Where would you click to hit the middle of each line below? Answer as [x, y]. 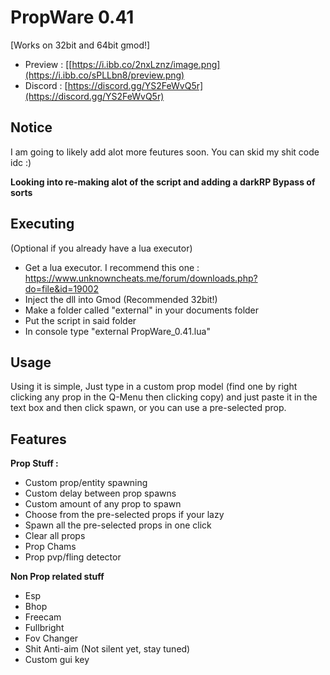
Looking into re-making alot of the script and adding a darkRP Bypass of [163, 182]
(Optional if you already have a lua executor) [101, 248]
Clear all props [55, 536]
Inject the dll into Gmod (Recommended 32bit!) [121, 299]
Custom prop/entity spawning [86, 483]
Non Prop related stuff [57, 577]
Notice [31, 127]
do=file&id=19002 [61, 288]
